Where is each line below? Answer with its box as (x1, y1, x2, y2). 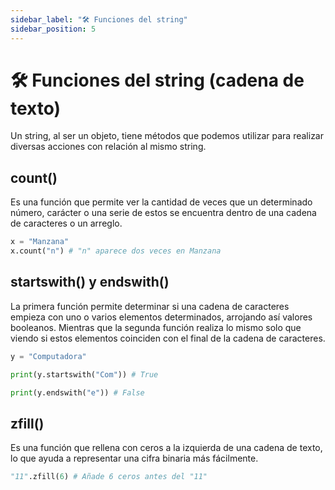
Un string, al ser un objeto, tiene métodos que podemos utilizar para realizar (10, 130, 324, 142)
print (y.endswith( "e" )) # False (10, 387, 145, 398)
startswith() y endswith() (10, 274, 170, 291)
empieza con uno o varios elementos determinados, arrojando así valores (10, 311, 313, 323)
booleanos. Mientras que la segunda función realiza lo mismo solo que (10, 321, 302, 333)
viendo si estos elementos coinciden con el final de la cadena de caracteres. (10, 332, 326, 344)
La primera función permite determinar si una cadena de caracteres (10, 300, 290, 312)
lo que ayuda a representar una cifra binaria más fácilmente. (10, 452, 259, 465)
